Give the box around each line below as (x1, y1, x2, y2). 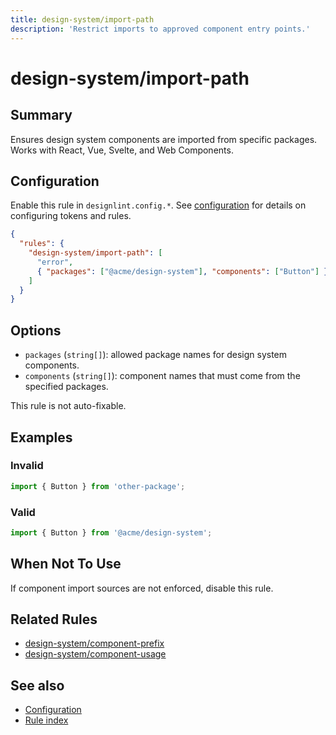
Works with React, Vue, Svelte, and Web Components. (10, 144, 234, 156)
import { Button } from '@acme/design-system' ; (10, 527, 213, 538)
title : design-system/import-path (10, 14, 155, 25)
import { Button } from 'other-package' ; (10, 481, 186, 491)
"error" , (36, 257, 74, 267)
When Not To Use (10, 556, 122, 573)
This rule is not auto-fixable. (10, 400, 127, 412)
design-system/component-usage (24, 648, 167, 660)
